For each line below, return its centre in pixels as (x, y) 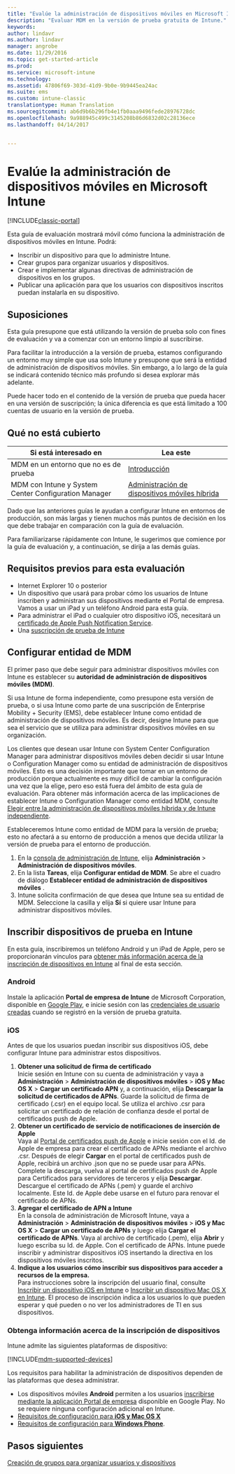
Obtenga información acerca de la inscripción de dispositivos (114, 1331)
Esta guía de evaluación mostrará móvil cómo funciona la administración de (116, 234)
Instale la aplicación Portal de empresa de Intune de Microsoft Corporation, (116, 997)
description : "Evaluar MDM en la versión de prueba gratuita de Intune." (117, 20)
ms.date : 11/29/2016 (37, 53)
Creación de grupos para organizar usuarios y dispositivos (92, 1463)
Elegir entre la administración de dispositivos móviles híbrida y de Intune (112, 808)
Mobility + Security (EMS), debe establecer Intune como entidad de (105, 712)
